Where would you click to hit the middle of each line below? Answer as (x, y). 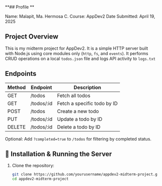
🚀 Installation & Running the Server (59, 154)
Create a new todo (78, 111)
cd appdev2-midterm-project (40, 179)
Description (88, 87)
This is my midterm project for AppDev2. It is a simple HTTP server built (77, 48)
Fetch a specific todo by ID (88, 103)
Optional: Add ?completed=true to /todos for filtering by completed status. (78, 139)
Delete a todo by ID (79, 127)
